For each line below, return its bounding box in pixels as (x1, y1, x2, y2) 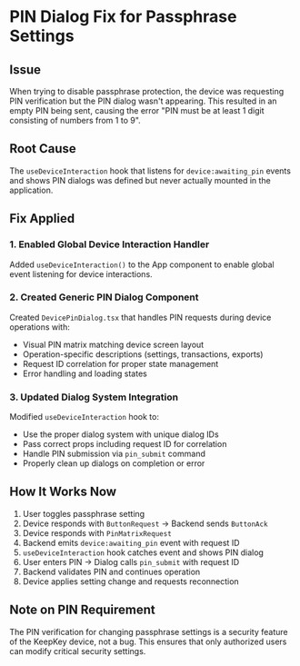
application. (9, 184, 54, 195)
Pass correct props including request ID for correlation (22, 439, 227, 450)
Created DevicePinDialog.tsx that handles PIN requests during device (9, 312, 272, 323)
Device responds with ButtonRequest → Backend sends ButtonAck (22, 518, 268, 529)
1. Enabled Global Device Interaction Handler (9, 238, 210, 251)
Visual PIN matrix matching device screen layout (22, 339, 205, 350)
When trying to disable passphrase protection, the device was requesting (9, 86, 285, 96)
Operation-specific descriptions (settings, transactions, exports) (22, 348, 264, 360)
